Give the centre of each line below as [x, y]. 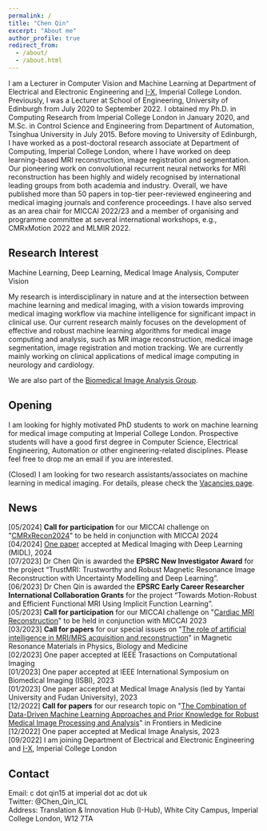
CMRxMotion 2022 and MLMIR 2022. [70, 228]
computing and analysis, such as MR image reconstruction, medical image [131, 339]
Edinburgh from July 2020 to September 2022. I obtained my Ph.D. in [122, 108]
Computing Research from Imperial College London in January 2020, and [129, 117]
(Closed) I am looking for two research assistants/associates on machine [128, 474]
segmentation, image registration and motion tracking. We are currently [126, 347]
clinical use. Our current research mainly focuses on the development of [127, 322]
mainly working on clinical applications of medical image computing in [124, 356]
